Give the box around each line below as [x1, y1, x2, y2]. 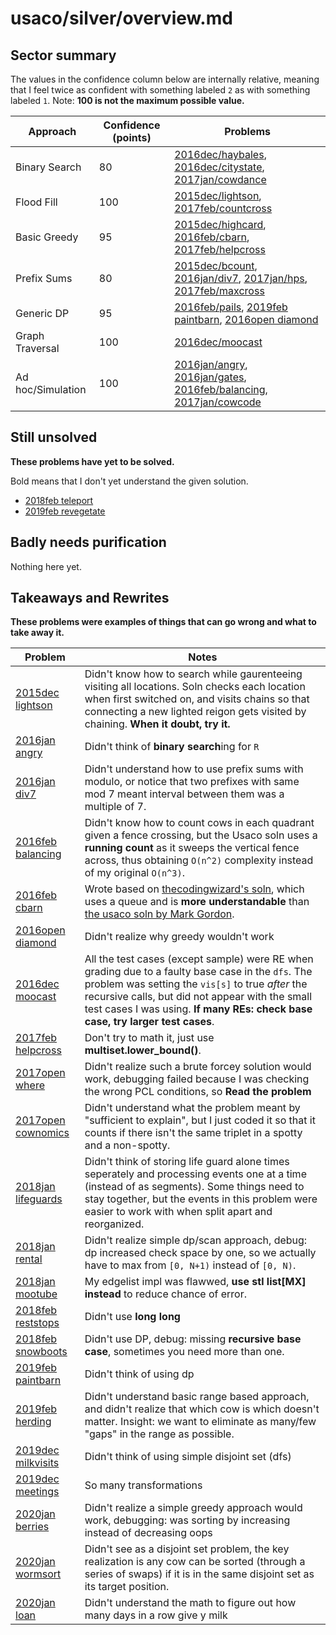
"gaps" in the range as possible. [84, 1427, 235, 1441]
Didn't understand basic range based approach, [84, 1390, 310, 1404]
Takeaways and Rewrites [10, 590, 170, 607]
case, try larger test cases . [84, 1015, 215, 1029]
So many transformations [84, 1478, 203, 1492]
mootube [15, 1287, 58, 1301]
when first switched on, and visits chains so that [84, 692, 310, 706]
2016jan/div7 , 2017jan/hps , [174, 272, 308, 285]
